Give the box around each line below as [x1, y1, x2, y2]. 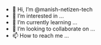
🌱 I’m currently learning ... [12, 19, 78, 26]
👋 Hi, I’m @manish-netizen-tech [12, 6, 93, 13]
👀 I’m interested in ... [12, 12, 64, 19]
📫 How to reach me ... [12, 32, 69, 39]
